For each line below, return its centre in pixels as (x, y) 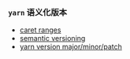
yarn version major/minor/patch (71, 47)
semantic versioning (52, 39)
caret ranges (40, 30)
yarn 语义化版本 (38, 12)
